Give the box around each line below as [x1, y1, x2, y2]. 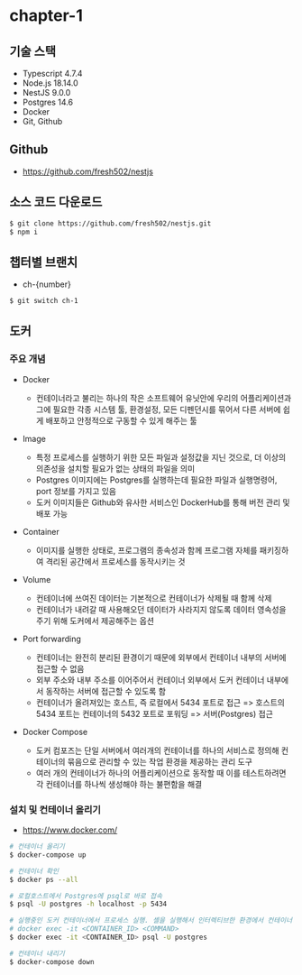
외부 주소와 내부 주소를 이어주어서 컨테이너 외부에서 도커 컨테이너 [35, 674, 265, 685]
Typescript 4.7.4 [22, 69, 83, 78]
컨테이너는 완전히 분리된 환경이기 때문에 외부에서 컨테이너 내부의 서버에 [35, 651, 287, 663]
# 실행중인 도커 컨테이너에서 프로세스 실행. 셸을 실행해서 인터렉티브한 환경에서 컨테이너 [9, 916, 293, 925]
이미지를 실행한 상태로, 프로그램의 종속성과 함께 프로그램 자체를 [35, 545, 258, 556]
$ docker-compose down [9, 957, 95, 966]
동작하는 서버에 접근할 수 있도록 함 [45, 685, 167, 696]
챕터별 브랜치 [9, 254, 78, 270]
